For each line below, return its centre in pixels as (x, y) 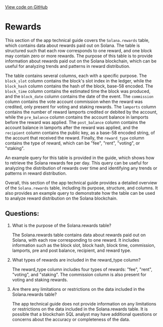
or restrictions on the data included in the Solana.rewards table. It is (80, 309)
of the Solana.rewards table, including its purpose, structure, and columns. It (81, 188)
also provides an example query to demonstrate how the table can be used (80, 193)
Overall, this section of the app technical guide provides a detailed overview (81, 183)
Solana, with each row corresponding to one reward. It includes (76, 240)
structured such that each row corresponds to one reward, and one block (79, 50)
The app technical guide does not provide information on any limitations (84, 304)
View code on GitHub (26, 7)
